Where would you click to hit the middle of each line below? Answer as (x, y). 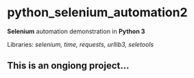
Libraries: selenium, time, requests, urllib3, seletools (81, 44)
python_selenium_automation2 (97, 13)
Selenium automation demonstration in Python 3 (76, 31)
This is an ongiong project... (68, 66)
